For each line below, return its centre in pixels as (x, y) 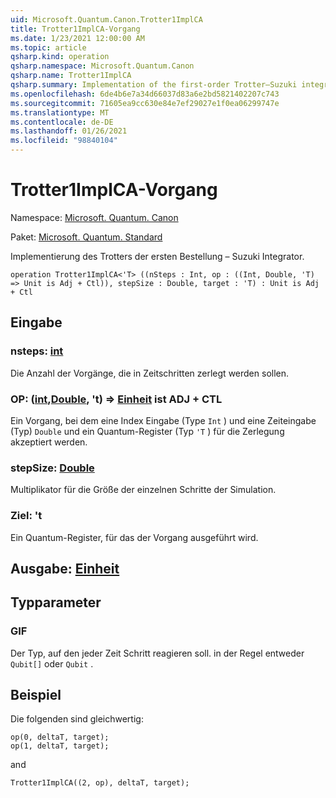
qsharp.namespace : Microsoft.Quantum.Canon (102, 66)
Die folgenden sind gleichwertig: (77, 719)
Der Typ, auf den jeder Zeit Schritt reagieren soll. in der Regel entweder (157, 653)
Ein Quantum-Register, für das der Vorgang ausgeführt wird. (134, 537)
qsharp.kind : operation (60, 57)
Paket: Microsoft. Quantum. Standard (86, 237)
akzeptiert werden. (49, 442)
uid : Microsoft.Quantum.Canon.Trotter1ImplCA (106, 19)
